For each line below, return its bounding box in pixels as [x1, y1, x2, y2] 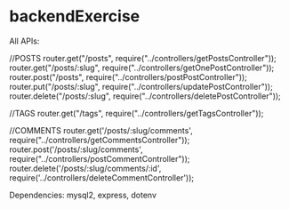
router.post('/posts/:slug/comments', [9, 144, 144, 155]
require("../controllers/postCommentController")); [9, 153, 190, 164]
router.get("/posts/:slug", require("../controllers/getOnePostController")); [9, 62, 275, 73]
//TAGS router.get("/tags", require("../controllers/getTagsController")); [9, 108, 264, 118]
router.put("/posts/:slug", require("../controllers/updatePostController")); [9, 81, 273, 92]
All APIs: [9, 36, 40, 46]
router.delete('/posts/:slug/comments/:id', [9, 163, 162, 173]
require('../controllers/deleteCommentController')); [9, 172, 195, 183]
